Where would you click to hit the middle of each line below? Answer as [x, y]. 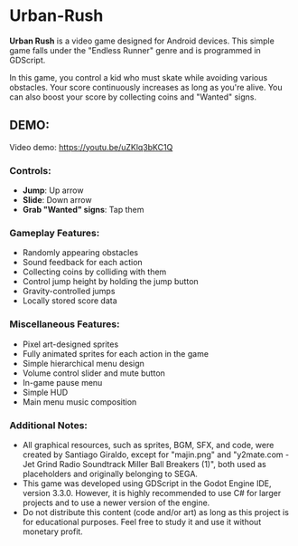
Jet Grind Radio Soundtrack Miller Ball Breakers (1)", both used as [144, 464]
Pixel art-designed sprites [70, 344]
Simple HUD [45, 392]
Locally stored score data [70, 301]
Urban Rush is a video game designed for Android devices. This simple [142, 41]
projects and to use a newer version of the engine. [116, 503]
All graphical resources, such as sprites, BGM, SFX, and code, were [148, 445]
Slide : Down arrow [57, 200]
